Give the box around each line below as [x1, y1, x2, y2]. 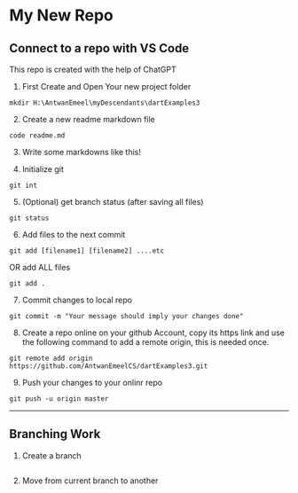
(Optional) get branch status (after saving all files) [21, 197, 204, 207]
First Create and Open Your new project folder [21, 82, 192, 91]
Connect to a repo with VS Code [9, 41, 190, 56]
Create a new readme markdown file [21, 114, 155, 124]
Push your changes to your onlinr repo [21, 378, 162, 387]
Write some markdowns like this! [21, 147, 142, 157]
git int [9, 181, 38, 190]
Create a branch [21, 450, 82, 461]
